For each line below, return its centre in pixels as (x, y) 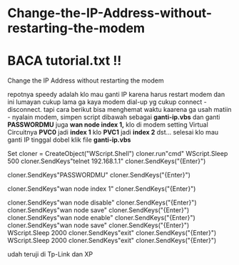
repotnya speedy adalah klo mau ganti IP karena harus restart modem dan (116, 95)
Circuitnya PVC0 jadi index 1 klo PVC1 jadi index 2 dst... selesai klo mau (113, 132)
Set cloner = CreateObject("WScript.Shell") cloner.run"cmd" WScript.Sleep (118, 154)
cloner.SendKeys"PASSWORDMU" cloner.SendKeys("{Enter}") (99, 175)
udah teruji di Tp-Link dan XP (50, 254)
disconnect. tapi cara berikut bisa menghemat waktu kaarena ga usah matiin (119, 110)
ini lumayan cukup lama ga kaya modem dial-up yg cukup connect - (107, 102)
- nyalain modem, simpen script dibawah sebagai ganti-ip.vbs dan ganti (114, 117)
